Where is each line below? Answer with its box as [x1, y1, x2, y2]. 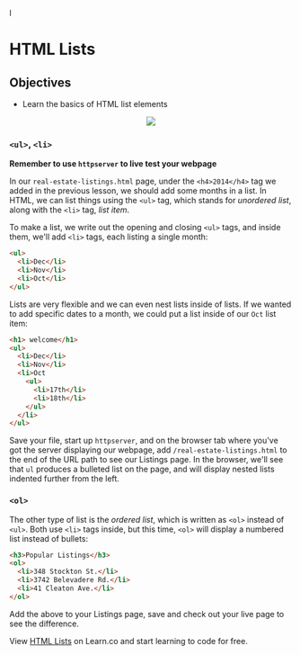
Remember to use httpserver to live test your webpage [9, 158, 217, 169]
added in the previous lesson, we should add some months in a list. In [9, 185, 267, 196]
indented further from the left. [9, 473, 119, 484]
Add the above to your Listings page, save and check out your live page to [9, 608, 285, 619]
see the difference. [9, 618, 79, 629]
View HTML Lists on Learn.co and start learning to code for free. [9, 635, 249, 646]
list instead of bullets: [9, 533, 89, 543]
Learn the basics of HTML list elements [22, 99, 168, 109]
